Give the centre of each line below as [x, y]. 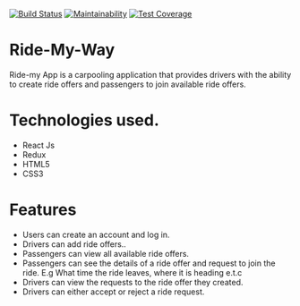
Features [43, 210]
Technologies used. [84, 120]
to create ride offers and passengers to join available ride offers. [128, 84]
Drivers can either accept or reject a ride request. [113, 292]
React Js [39, 145]
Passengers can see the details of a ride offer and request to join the [149, 263]
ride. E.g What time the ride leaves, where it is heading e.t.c [132, 272]
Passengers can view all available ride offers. [106, 253]
